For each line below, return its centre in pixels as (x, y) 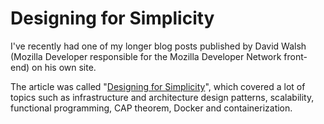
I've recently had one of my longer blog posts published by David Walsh (158, 46)
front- (295, 56)
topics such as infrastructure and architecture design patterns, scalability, (162, 97)
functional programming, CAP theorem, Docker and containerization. (151, 108)
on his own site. (64, 67)
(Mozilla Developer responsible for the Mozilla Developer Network (146, 56)
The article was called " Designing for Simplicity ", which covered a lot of (158, 86)
